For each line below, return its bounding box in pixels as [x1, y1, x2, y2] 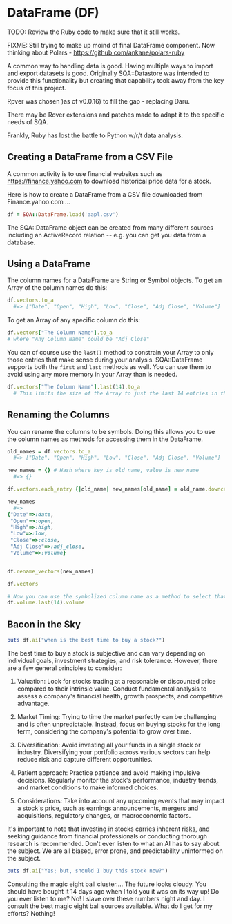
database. [7, 238, 36, 246]
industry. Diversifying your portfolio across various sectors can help [17, 747, 211, 756]
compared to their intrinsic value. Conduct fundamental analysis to [17, 685, 207, 693]
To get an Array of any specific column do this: [7, 316, 140, 324]
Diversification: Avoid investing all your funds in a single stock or [17, 740, 201, 749]
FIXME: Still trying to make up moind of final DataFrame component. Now [7, 41, 215, 49]
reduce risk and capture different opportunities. [17, 755, 153, 763]
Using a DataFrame [7, 258, 91, 270]
